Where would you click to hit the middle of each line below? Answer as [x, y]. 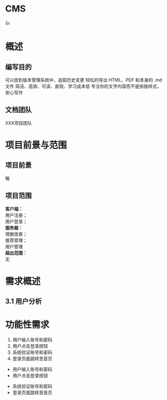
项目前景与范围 [36, 145]
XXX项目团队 [19, 123]
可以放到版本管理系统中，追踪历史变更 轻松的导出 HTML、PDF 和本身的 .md [83, 80]
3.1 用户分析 [24, 302]
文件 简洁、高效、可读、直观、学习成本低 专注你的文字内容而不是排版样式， [83, 86]
